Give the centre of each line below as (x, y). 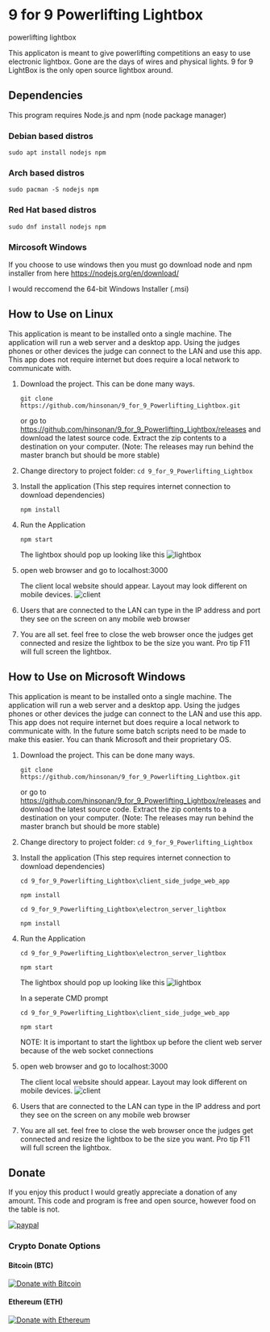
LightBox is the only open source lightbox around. (91, 70)
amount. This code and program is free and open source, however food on (132, 1201)
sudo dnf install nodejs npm (57, 227)
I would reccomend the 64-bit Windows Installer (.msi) (99, 289)
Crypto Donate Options (54, 1246)
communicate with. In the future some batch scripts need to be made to (127, 731)
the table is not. (34, 1209)
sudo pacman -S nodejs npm (54, 190)
